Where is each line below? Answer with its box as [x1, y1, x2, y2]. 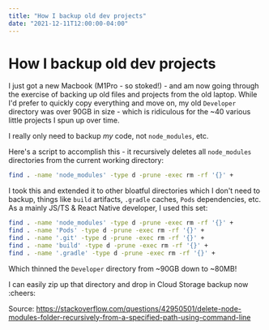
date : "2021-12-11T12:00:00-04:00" [8, 19, 129, 28]
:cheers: [8, 288, 36, 298]
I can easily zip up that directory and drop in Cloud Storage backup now [8, 279, 249, 289]
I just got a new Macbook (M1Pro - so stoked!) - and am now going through [8, 81, 259, 91]
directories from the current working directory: [8, 156, 164, 165]
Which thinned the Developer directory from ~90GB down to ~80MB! [8, 264, 237, 273]
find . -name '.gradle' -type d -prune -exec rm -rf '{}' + [8, 249, 216, 257]
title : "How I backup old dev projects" [8, 11, 147, 20]
